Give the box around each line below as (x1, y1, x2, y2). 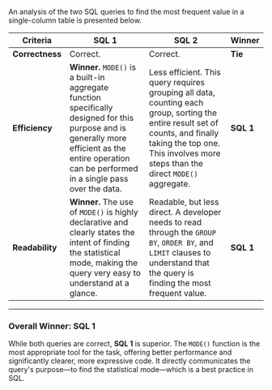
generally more (69, 133, 127, 144)
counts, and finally (148, 127, 219, 139)
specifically (69, 102, 113, 113)
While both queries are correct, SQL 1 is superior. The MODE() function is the (8, 339, 261, 349)
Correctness (12, 49, 62, 59)
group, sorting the (148, 107, 217, 118)
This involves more (148, 148, 221, 159)
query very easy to (69, 268, 142, 278)
